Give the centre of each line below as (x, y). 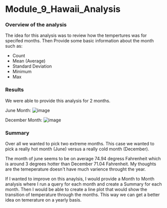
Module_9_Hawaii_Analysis (63, 9)
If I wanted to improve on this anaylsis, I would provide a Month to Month (80, 179)
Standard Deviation (32, 66)
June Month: (18, 110)
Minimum (22, 72)
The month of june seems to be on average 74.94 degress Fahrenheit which (83, 159)
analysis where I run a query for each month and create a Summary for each (83, 184)
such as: (14, 46)
